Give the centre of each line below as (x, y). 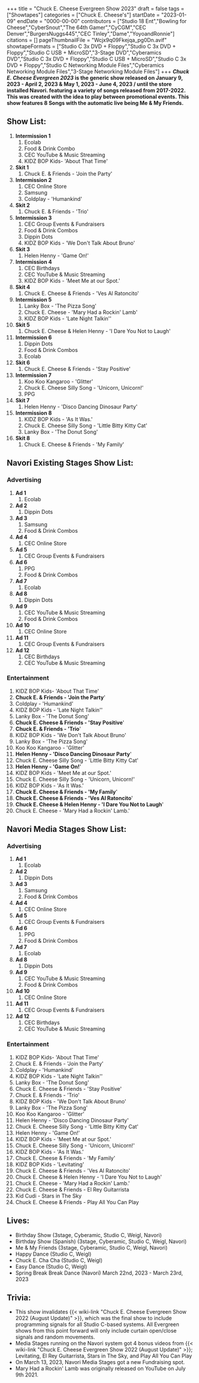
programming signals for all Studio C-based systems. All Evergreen (97, 1324)
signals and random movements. (55, 1337)
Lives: (18, 1221)
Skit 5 (23, 325)
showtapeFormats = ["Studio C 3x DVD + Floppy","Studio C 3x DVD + (92, 46)
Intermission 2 (33, 180)
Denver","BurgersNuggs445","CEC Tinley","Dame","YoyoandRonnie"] (91, 34)
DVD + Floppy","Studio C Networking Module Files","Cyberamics (86, 65)
